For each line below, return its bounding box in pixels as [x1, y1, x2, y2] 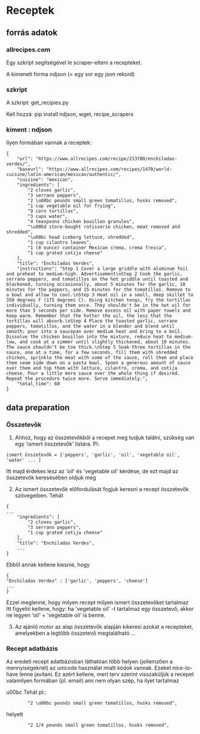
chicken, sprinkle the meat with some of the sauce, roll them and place [6, 355, 194, 361]
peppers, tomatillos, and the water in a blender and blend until [6, 324, 175, 330]
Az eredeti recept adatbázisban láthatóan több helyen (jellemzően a [6, 658, 173, 665]
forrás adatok [6, 28, 58, 38]
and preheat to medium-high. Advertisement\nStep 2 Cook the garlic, [6, 271, 183, 277]
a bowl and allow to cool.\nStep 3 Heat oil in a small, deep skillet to [6, 292, 194, 298]
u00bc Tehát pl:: [6, 689, 47, 696]
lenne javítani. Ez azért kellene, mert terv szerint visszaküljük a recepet [19, 671, 194, 678]
